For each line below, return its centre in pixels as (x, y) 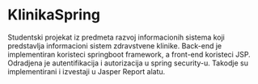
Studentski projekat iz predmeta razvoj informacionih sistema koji (116, 37)
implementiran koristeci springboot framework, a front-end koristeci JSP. (129, 54)
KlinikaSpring (54, 15)
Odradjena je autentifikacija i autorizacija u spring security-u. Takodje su (128, 63)
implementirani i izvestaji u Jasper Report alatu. (87, 71)
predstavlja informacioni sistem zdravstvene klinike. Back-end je (115, 45)
